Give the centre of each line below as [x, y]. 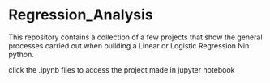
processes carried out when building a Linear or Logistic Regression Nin [129, 45]
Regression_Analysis [81, 15]
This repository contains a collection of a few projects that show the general [135, 37]
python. [21, 54]
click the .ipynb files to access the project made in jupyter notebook [122, 69]
